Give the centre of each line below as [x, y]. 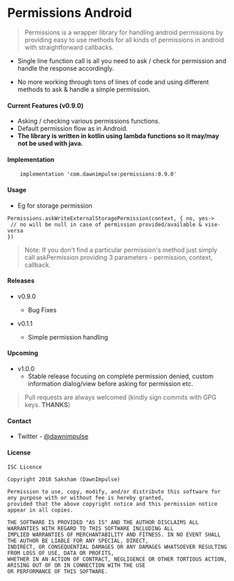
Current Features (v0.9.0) [46, 105]
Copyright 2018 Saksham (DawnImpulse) [64, 480]
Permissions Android [70, 13]
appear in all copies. [40, 510]
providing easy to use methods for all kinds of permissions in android [124, 39]
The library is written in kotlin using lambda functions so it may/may [118, 136]
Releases [21, 281]
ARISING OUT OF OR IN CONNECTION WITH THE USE [76, 566]
